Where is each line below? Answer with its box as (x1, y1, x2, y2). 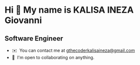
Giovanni (4, 15, 42, 26)
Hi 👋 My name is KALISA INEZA (4, 4, 134, 16)
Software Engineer (4, 34, 64, 43)
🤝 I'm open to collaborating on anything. (11, 55, 95, 60)
